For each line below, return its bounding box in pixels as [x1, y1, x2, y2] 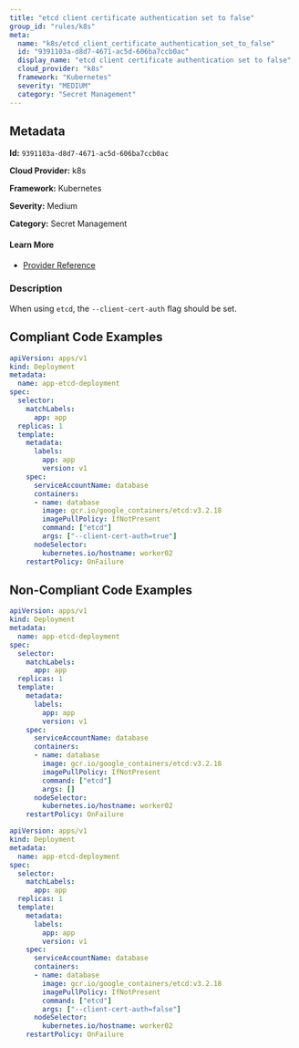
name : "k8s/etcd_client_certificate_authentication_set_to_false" [17, 38, 275, 48]
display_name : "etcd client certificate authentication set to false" [17, 56, 292, 65]
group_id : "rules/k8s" [9, 22, 96, 31]
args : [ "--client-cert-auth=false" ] [42, 1004, 181, 1013]
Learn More [9, 239, 55, 250]
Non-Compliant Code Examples [9, 582, 193, 597]
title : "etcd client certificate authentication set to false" [9, 13, 255, 23]
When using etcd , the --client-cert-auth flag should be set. [9, 303, 237, 314]
